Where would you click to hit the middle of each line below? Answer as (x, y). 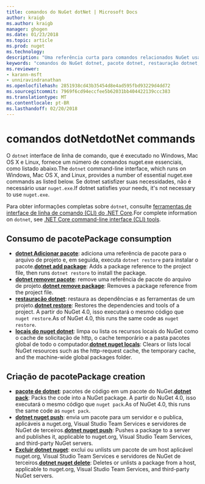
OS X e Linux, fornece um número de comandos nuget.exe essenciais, (95, 162)
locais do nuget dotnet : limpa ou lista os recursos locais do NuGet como (106, 331)
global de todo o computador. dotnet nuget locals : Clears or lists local (103, 344)
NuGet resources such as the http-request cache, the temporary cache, (106, 351)
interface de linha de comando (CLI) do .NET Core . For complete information (102, 213)
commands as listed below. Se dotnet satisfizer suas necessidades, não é (99, 182)
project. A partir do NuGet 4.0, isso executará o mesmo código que (99, 312)
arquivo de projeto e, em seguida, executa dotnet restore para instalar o (106, 260)
